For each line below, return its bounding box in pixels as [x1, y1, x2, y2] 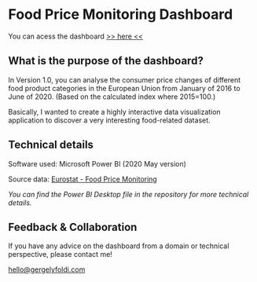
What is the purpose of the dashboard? [8, 54, 204, 68]
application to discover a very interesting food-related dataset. [8, 115, 211, 125]
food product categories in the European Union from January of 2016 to [8, 83, 241, 93]
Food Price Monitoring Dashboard [8, 5, 233, 24]
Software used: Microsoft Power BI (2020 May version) [8, 159, 187, 168]
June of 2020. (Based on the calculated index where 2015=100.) [8, 92, 216, 101]
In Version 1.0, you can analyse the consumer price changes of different [8, 75, 241, 84]
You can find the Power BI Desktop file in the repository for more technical [8, 189, 249, 199]
